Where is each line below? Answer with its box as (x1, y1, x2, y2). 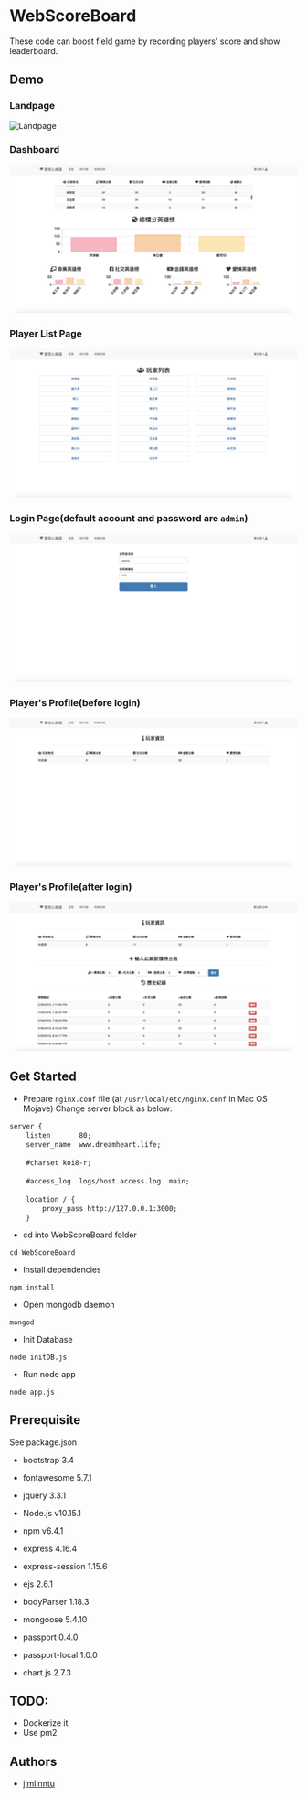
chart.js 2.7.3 (22, 1666, 71, 1678)
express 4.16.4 (22, 1543, 78, 1554)
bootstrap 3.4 (22, 1454, 75, 1465)
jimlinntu (22, 1778, 56, 1789)
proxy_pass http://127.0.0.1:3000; (42, 1204, 178, 1213)
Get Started (9, 1069, 77, 1085)
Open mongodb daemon (22, 1299, 115, 1310)
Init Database (22, 1333, 73, 1344)
